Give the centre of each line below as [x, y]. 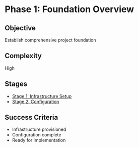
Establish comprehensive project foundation [50, 40]
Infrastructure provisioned [39, 129]
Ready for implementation [39, 140]
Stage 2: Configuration [36, 102]
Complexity [23, 56]
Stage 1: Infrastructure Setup [42, 96]
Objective [20, 28]
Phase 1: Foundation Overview [69, 9]
